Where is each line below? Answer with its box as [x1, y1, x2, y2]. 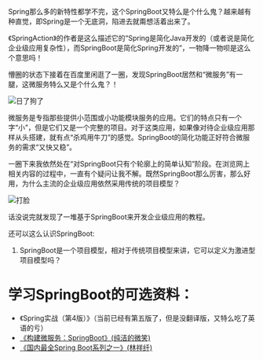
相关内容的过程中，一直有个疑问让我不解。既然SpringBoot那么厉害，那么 [8, 169, 244, 178]
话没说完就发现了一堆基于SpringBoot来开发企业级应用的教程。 [8, 212, 210, 222]
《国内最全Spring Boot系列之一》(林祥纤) [19, 343, 153, 352]
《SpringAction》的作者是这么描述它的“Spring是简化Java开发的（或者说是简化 [8, 34, 254, 42]
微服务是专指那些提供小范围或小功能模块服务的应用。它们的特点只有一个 [8, 113, 242, 122]
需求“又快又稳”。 [21, 142, 77, 152]
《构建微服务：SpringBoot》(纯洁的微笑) [19, 332, 151, 342]
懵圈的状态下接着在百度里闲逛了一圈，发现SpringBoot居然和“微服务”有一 [8, 70, 243, 79]
